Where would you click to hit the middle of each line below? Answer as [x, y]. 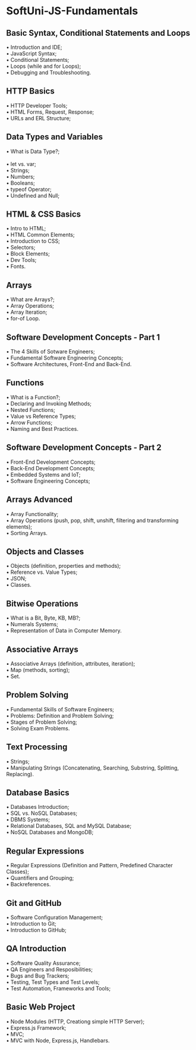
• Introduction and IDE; [34, 47]
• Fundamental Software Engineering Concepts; [65, 358]
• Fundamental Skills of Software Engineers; [60, 709]
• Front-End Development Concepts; [51, 462]
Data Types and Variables [54, 137]
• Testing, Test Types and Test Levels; [53, 982]
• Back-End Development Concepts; [50, 468]
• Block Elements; [28, 254]
